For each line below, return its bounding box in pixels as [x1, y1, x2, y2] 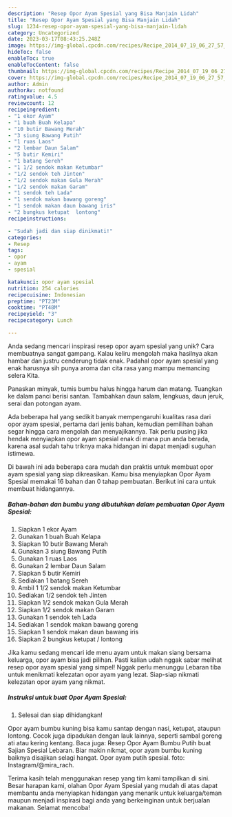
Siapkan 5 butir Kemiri [17, 569, 81, 577]
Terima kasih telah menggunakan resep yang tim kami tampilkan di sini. [8, 774, 210, 783]
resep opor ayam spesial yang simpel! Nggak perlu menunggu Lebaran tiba [8, 663, 222, 671]
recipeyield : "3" [8, 311, 58, 318]
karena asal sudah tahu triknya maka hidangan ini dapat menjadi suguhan [8, 442, 216, 450]
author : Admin [8, 81, 49, 88]
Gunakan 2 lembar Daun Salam [17, 561, 106, 569]
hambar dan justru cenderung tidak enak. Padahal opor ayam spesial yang [8, 356, 219, 365]
